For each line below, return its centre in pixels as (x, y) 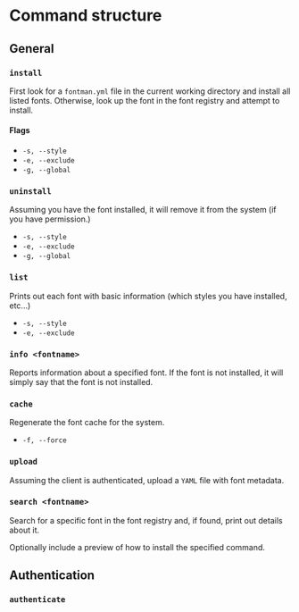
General (32, 49)
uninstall (30, 192)
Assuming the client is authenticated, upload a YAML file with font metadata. (147, 480)
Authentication (52, 576)
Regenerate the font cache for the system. (87, 423)
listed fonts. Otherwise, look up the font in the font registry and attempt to (145, 100)
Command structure (86, 16)
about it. (25, 530)
